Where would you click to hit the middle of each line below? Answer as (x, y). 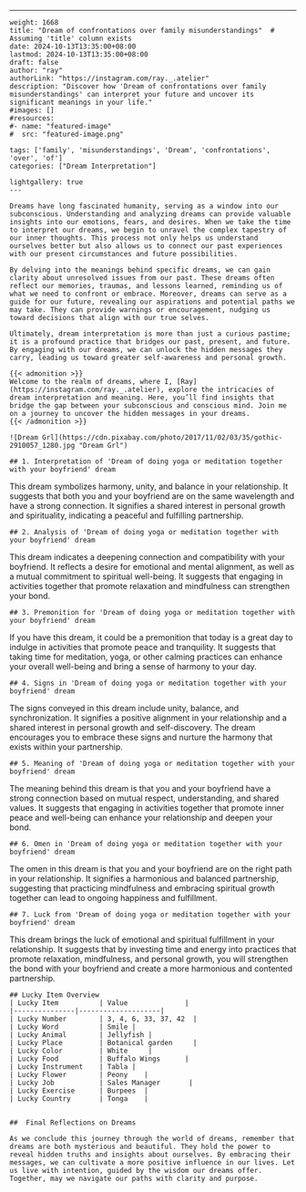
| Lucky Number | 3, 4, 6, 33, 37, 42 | (103, 1019)
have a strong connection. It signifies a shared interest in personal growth (148, 506)
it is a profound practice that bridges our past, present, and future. (150, 342)
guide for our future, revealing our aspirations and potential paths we (153, 302)
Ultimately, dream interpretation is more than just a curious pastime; (150, 334)
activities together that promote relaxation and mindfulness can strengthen (150, 586)
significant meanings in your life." (81, 102)
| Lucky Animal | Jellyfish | (81, 1035)
